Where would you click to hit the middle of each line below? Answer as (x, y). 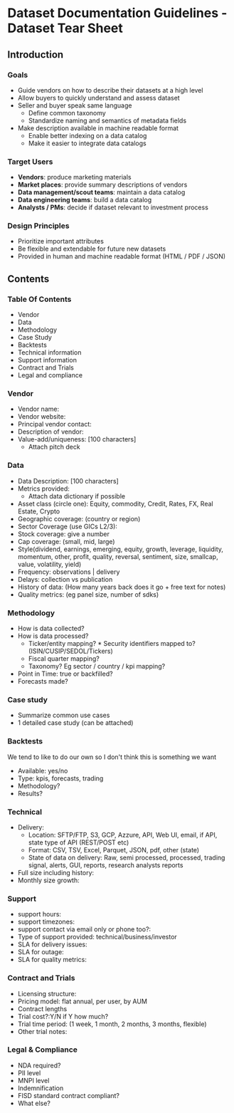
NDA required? (39, 1065)
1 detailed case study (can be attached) (75, 723)
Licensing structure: (47, 993)
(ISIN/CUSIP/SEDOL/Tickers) (71, 651)
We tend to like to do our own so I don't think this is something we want (112, 757)
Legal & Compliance (43, 1050)
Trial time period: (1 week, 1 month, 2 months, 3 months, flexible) (112, 1024)
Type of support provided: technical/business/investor (97, 937)
